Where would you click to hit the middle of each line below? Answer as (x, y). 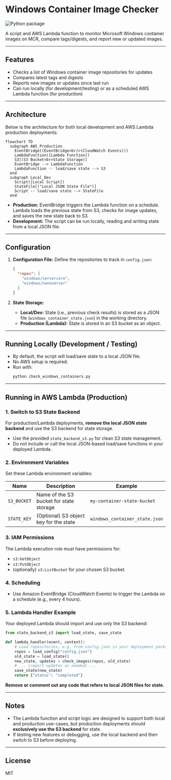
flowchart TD (19, 141)
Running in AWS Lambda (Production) (66, 397)
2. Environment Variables (37, 462)
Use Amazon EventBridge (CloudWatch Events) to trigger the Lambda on (89, 594)
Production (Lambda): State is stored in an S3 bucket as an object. (91, 323)
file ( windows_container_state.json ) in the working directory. (84, 318)
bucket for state (55, 501)
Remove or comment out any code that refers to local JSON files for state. (85, 685)
